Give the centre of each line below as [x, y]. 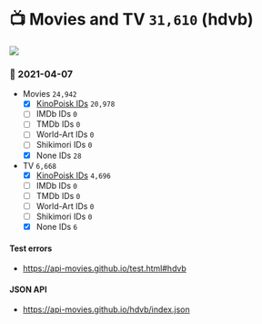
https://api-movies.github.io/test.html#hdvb [104, 268]
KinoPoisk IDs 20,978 [76, 104]
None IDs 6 [57, 226]
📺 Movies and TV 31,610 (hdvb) [131, 20]
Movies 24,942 [50, 94]
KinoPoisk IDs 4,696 [73, 175]
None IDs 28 [59, 155]
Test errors [31, 248]
